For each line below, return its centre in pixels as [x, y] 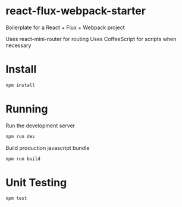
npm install [20, 85]
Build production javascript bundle [48, 148]
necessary [18, 45]
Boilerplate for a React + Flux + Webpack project [65, 27]
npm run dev [20, 136]
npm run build [23, 159]
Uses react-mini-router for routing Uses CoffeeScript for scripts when [91, 39]
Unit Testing [36, 182]
